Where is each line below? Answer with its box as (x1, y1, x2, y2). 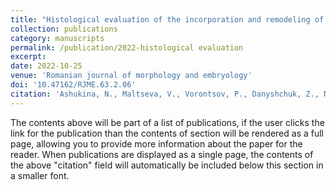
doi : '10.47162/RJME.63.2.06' (10, 80, 137, 90)
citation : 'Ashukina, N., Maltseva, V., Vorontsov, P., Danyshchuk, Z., (10, 89, 320, 99)
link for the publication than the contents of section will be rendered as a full (10, 127, 324, 139)
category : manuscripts (10, 33, 105, 43)
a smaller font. (10, 169, 70, 181)
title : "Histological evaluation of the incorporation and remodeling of (10, 14, 325, 25)
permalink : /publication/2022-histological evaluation (10, 42, 244, 53)
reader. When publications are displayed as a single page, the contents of (10, 148, 314, 160)
